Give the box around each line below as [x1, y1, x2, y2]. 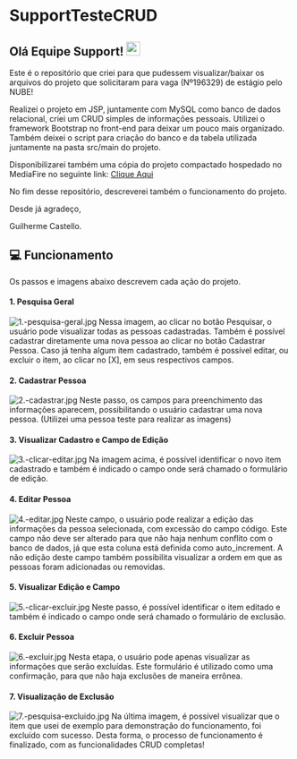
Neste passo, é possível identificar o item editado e [91, 601, 281, 612]
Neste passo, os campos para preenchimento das [79, 395, 263, 405]
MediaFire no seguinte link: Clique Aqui [9, 169, 154, 179]
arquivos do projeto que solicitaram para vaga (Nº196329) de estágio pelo [9, 77, 284, 88]
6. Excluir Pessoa [9, 632, 74, 643]
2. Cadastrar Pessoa [9, 375, 87, 386]
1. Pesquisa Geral [9, 296, 74, 307]
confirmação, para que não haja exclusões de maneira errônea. [9, 670, 243, 681]
